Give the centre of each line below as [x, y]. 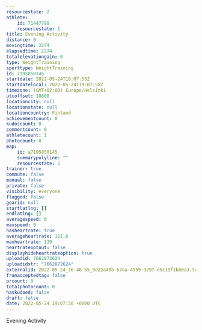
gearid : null [23, 203]
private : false [25, 186]
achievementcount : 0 [32, 118]
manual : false [24, 180]
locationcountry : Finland [38, 113]
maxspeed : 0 [21, 225]
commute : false [25, 175]
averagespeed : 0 [26, 220]
